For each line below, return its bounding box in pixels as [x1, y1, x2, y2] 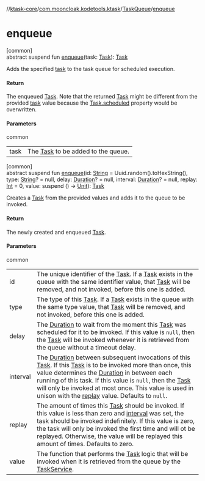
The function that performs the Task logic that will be [36, 449, 189, 458]
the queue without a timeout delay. [36, 343, 136, 351]
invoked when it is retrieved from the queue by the [36, 457, 181, 466]
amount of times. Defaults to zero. [36, 439, 134, 448]
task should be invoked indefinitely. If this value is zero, [36, 416, 195, 425]
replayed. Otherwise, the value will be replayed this [36, 431, 183, 440]
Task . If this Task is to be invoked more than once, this [36, 360, 192, 369]
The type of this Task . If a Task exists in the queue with [36, 295, 194, 304]
